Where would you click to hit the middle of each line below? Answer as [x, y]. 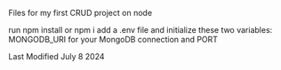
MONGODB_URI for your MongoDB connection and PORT [113, 39]
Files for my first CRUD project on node [80, 13]
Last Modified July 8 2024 [56, 56]
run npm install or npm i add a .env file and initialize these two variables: [140, 30]
